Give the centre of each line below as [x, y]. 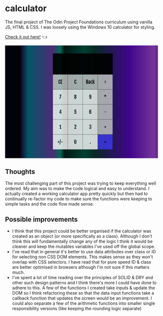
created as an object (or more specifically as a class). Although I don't [82, 236]
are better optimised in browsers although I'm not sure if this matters [81, 267]
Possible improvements [41, 219]
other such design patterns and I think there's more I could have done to [84, 283]
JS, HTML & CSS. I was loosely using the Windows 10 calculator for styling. [80, 27]
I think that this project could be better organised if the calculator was [81, 231]
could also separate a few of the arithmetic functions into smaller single [83, 303]
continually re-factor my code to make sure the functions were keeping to [79, 199]
